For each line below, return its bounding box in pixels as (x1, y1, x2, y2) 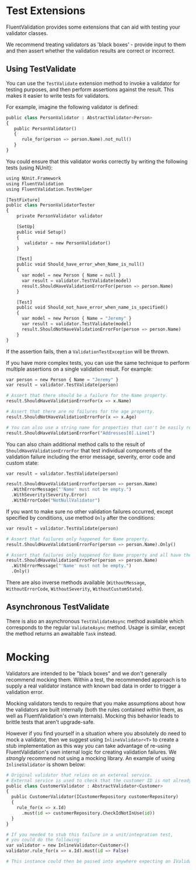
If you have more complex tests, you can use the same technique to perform (6, 359, 190, 366)
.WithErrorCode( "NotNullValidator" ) (11, 498, 100, 503)
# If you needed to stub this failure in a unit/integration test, (6, 831, 174, 837)
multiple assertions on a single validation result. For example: (6, 365, 153, 372)
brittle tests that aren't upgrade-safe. (6, 718, 95, 726)
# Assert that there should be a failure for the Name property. (6, 393, 168, 399)
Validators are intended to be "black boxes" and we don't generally (6, 669, 167, 676)
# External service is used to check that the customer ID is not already (6, 778, 192, 783)
